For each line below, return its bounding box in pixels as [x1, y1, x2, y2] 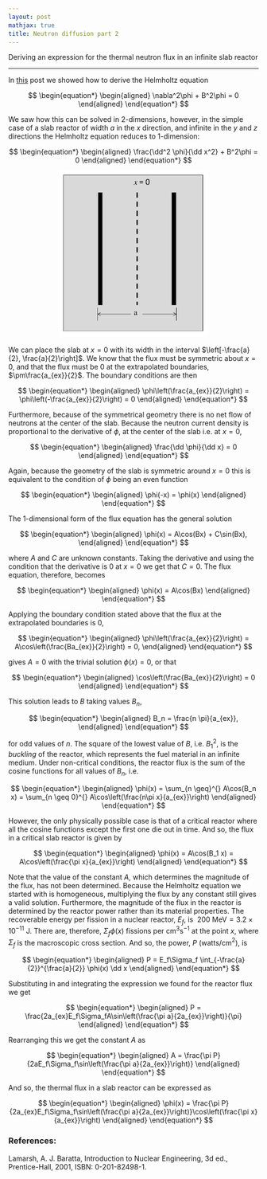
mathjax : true [8, 21, 56, 29]
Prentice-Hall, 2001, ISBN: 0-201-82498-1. [8, 1161, 147, 1171]
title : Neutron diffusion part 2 [8, 29, 119, 37]
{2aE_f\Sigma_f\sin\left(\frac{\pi [26, 1060, 131, 1069]
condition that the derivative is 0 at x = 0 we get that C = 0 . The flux [8, 562, 232, 571]
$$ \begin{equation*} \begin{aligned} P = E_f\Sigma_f [21, 955, 199, 965]
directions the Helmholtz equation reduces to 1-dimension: [8, 131, 200, 141]
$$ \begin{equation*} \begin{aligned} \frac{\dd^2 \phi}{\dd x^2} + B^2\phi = [9, 147, 258, 157]
